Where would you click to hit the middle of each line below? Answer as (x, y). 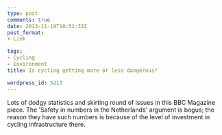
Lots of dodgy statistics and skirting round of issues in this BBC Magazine (111, 102)
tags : (15, 51)
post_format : (26, 33)
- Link (16, 39)
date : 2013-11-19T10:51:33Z (47, 26)
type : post (23, 13)
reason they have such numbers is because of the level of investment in (109, 116)
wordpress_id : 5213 (35, 83)
